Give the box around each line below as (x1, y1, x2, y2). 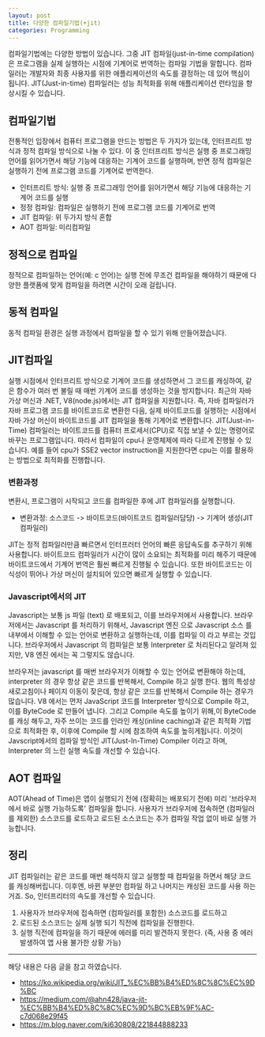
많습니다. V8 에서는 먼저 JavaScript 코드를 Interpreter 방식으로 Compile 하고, (8, 697, 250, 706)
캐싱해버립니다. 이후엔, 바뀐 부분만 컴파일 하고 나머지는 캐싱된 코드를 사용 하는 (16, 881, 256, 891)
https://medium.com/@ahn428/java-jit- (19, 994, 147, 1004)
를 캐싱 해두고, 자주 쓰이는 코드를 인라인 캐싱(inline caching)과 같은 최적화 (8, 717, 237, 726)
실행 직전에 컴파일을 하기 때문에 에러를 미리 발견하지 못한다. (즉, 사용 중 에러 (19, 927, 254, 937)
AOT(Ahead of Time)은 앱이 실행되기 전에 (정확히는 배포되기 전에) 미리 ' (8, 794, 231, 804)
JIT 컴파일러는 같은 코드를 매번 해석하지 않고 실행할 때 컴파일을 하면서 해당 (8, 871, 237, 880)
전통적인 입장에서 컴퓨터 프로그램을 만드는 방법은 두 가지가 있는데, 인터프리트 (8, 136, 244, 146)
